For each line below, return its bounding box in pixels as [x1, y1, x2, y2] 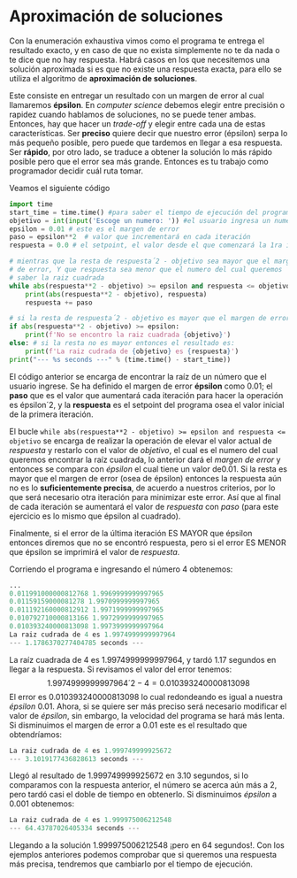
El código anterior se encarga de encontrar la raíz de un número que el [9, 371, 267, 381]
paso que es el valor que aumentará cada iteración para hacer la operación [9, 389, 284, 400]
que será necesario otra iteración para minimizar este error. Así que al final [9, 491, 281, 502]
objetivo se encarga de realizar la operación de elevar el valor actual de [9, 435, 272, 446]
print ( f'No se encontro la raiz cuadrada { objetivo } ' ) [25, 330, 232, 340]
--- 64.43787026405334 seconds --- [9, 824, 141, 833]
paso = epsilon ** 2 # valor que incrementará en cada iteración [9, 233, 251, 242]
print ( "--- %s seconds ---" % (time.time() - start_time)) [9, 355, 232, 364]
